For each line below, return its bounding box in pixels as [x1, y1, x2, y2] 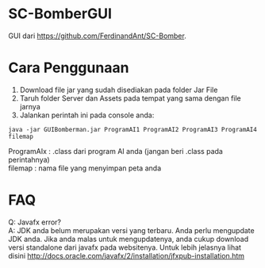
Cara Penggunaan [8, 59, 129, 77]
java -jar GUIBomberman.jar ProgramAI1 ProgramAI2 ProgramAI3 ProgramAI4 [8, 125, 258, 133]
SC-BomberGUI [8, 5, 113, 23]
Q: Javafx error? [8, 217, 62, 227]
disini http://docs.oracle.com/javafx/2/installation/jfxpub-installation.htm [8, 251, 244, 260]
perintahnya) [8, 155, 50, 164]
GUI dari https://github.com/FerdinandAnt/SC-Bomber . [8, 31, 186, 40]
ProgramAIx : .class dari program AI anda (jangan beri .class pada [8, 146, 224, 155]
